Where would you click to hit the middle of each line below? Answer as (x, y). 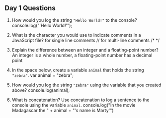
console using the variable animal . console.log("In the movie (74, 105)
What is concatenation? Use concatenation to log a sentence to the (81, 100)
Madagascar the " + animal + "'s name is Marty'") (63, 110)
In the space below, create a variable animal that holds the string (78, 70)
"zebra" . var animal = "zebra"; (43, 75)
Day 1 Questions (30, 8)
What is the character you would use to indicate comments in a (76, 35)
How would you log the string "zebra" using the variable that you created (86, 85)
